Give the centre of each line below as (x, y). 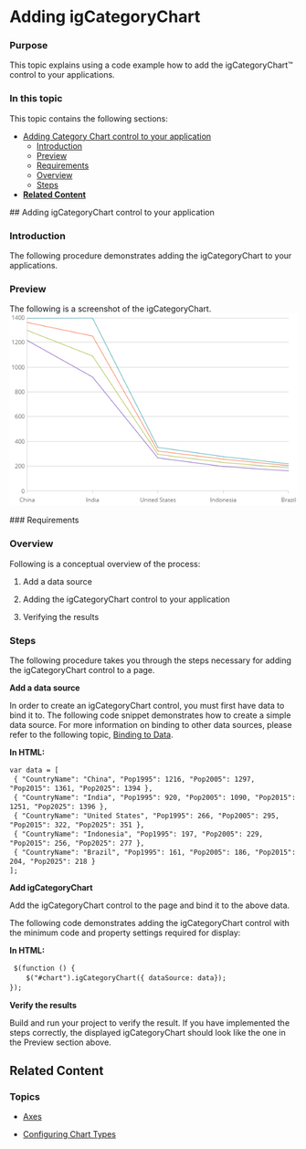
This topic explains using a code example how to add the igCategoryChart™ (151, 65)
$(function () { (44, 968)
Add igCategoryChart (51, 887)
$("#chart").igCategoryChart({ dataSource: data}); (126, 978)
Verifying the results (61, 617)
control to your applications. (63, 75)
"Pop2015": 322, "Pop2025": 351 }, (77, 825)
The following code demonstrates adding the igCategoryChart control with (150, 922)
